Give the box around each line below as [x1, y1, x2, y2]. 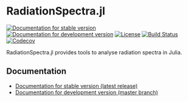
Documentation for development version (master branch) [15, 89, 158, 96]
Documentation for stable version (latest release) [15, 82, 138, 89]
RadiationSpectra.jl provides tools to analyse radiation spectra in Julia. [6, 48, 183, 56]
